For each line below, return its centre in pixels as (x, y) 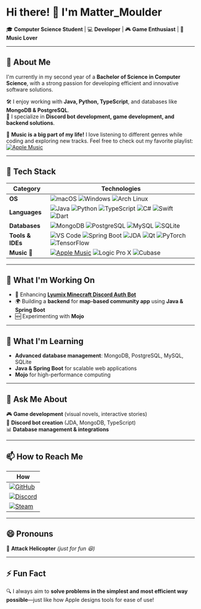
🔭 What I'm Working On (51, 280)
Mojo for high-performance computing (63, 375)
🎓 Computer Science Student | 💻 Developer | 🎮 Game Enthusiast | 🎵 (95, 29)
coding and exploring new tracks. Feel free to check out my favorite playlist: (100, 141)
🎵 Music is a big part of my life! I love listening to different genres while (95, 134)
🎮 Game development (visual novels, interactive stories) (77, 414)
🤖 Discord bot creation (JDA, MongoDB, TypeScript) (71, 423)
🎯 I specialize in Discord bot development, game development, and (90, 116)
